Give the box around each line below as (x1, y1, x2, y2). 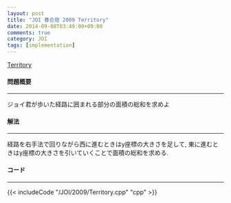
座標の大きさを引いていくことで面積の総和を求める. (22, 149, 169, 157)
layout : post (7, 10, 45, 17)
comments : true (7, 29, 51, 36)
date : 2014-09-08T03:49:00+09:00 (7, 23, 103, 29)
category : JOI (7, 36, 48, 43)
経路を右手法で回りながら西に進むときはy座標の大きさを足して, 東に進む (7, 140, 213, 148)
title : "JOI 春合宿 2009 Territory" (7, 16, 109, 23)
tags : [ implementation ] (7, 42, 76, 49)
